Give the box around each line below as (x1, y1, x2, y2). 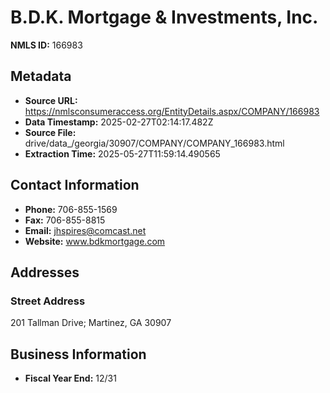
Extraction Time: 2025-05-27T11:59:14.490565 (24, 147, 221, 160)
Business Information (10, 346, 147, 363)
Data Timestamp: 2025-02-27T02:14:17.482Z (24, 116, 214, 128)
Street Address (10, 294, 86, 308)
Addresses (10, 264, 80, 281)
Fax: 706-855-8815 (24, 214, 106, 226)
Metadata (10, 68, 72, 85)
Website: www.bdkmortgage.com (24, 235, 166, 247)
